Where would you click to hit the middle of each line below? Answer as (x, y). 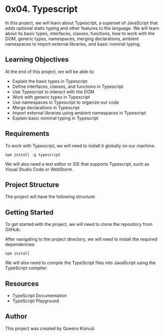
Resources (22, 284)
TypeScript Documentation (40, 296)
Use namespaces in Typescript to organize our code (66, 102)
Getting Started (29, 212)
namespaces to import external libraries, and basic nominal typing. (73, 44)
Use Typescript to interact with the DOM (53, 92)
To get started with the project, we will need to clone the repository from (79, 224)
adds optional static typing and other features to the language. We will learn (82, 28)
